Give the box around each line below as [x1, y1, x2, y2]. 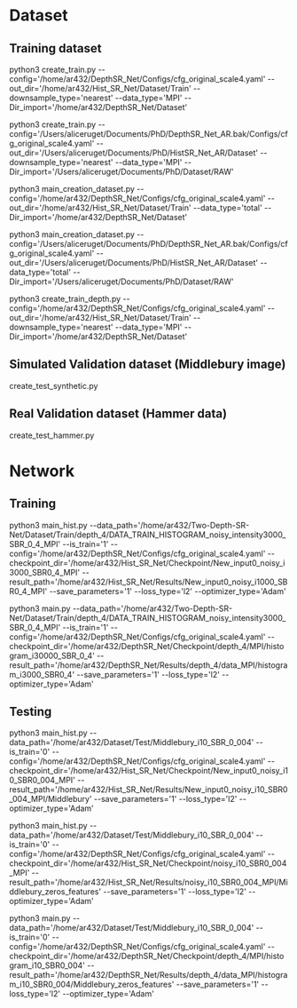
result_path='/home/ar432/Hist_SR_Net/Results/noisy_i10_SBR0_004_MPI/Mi [9, 877, 288, 888]
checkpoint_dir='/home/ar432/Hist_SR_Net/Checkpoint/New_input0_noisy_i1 [9, 766, 289, 776]
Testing [9, 704, 52, 719]
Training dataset [9, 41, 102, 56]
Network [9, 461, 75, 480]
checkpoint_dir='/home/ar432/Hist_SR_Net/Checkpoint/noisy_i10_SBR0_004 [9, 858, 287, 869]
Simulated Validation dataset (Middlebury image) [9, 357, 286, 372]
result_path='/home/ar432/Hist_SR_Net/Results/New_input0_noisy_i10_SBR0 [9, 784, 288, 795]
